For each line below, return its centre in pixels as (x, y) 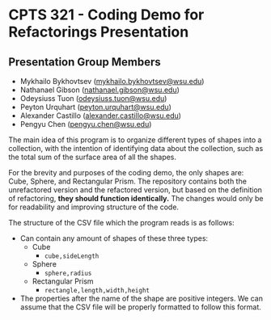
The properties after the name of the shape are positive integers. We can (141, 298)
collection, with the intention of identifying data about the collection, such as (136, 148)
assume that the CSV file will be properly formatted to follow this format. (140, 307)
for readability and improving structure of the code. (94, 207)
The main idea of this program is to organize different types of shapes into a (135, 140)
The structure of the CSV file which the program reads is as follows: (121, 223)
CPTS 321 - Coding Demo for (106, 15)
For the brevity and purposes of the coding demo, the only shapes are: (126, 173)
